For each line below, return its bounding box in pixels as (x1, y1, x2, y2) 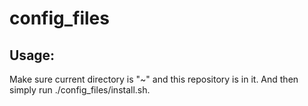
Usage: (9, 47, 56, 64)
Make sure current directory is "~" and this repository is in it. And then (9, 73, 299, 85)
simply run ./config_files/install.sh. (9, 84, 151, 96)
